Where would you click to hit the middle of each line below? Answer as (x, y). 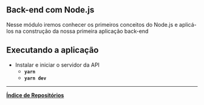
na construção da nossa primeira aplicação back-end (82, 31)
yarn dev (35, 78)
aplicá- (188, 24)
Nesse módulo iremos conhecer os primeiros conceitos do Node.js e (92, 24)
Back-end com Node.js (50, 10)
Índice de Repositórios (35, 95)
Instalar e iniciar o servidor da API (57, 65)
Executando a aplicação (53, 50)
